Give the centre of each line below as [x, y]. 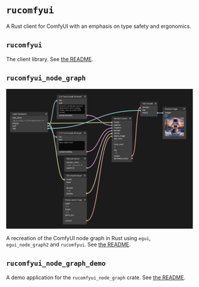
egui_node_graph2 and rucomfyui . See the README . [69, 245]
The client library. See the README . [50, 59]
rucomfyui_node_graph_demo [56, 264]
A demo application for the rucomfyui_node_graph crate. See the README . [96, 277]
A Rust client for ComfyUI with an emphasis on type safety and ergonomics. [99, 26]
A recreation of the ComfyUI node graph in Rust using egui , [78, 238]
